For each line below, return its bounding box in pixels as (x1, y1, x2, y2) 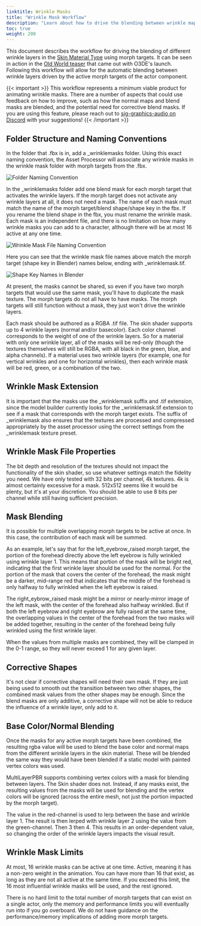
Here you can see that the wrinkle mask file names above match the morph (6, 253, 191, 260)
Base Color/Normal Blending (6, 721, 115, 731)
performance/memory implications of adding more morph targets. (6, 913, 169, 920)
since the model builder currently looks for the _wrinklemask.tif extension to (6, 403, 193, 411)
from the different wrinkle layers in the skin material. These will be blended (6, 749, 190, 757)
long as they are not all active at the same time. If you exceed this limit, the (6, 876, 190, 883)
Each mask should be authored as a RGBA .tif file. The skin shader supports (6, 320, 193, 327)
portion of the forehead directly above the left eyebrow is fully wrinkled (6, 552, 181, 559)
